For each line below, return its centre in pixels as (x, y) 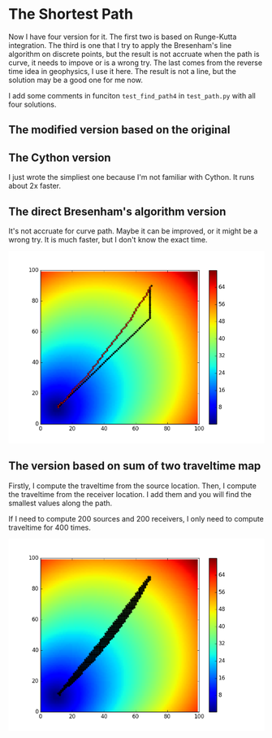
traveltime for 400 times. (50, 527)
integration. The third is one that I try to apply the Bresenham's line (120, 45)
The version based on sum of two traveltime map (135, 466)
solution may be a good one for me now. (76, 80)
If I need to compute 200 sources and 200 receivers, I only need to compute (136, 518)
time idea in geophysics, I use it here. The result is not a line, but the (123, 71)
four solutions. (32, 104)
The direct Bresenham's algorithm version (117, 211)
